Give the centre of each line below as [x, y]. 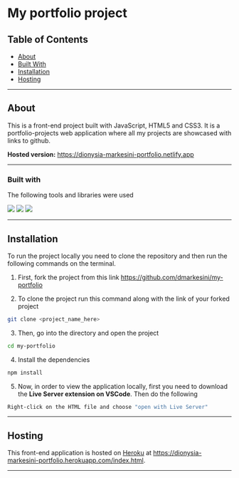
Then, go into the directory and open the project [88, 333]
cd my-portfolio [31, 346]
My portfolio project [68, 13]
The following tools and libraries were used [70, 195]
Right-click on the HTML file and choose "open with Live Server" [108, 407]
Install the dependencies [54, 359]
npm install [25, 373]
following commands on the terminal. [62, 263]
